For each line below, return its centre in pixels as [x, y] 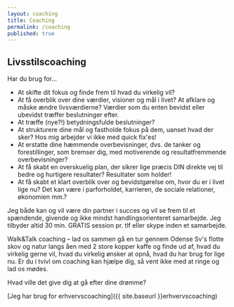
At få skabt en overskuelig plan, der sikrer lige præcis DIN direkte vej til [120, 167]
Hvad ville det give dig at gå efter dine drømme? [77, 282]
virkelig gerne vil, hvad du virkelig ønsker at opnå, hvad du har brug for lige [116, 254]
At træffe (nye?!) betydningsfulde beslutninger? [86, 122]
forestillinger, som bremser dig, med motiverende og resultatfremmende [122, 152]
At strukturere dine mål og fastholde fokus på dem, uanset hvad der [115, 130]
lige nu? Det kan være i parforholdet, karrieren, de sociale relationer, [116, 190]
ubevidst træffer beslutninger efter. [68, 115]
